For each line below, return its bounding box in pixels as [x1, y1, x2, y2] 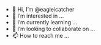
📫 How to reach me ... [12, 32, 69, 39]
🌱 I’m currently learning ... [12, 19, 78, 26]
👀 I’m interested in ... [12, 12, 64, 19]
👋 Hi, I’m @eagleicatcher [12, 6, 75, 13]
